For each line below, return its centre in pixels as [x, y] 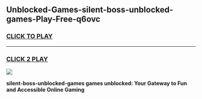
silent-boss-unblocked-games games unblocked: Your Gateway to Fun [97, 83]
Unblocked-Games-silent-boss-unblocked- [90, 10]
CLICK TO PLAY [29, 37]
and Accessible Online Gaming [45, 89]
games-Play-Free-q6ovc [54, 19]
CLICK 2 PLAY [27, 59]
